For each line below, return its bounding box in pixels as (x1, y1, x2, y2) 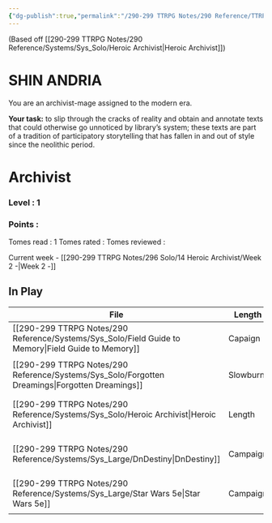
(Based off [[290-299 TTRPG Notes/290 (8, 34, 143, 44)
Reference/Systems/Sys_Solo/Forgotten (12, 369, 165, 380)
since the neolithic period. (8, 139, 96, 149)
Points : (8, 218, 39, 229)
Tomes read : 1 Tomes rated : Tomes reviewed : (8, 237, 166, 246)
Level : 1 (8, 196, 40, 208)
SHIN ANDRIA (8, 71, 103, 89)
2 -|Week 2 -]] (8, 261, 57, 271)
